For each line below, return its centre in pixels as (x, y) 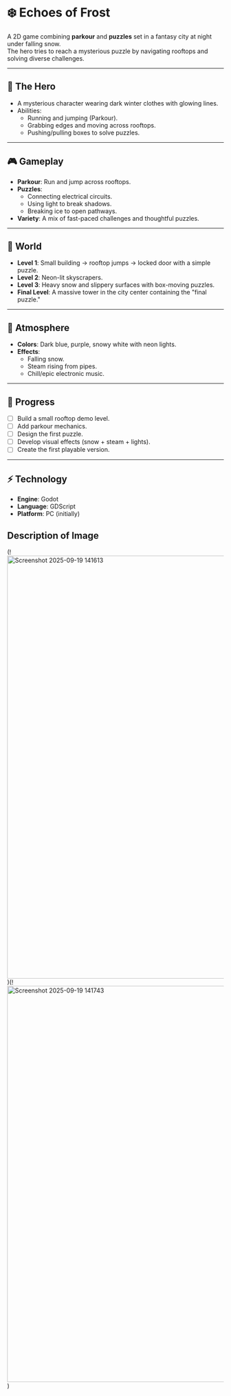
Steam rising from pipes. (62, 366)
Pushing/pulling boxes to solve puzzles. (84, 132)
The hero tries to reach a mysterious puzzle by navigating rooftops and (108, 51)
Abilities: (29, 110)
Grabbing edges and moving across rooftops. (91, 125)
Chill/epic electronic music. (66, 374)
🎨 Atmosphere (38, 328)
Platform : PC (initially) (48, 514)
